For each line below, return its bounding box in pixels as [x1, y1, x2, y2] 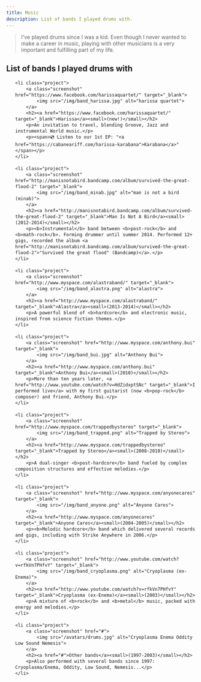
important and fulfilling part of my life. [20, 46, 115, 53]
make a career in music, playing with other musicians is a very [20, 40, 175, 47]
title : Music [6, 10, 39, 16]
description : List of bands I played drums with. [6, 16, 133, 22]
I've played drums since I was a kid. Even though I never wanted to [20, 33, 187, 40]
